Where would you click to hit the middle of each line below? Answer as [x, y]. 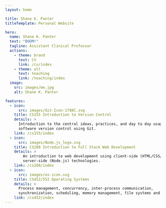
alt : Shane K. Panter [36, 92]
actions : [19, 51]
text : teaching [34, 74]
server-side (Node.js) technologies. [62, 161]
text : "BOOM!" [24, 42]
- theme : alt [27, 69]
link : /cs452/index [34, 198]
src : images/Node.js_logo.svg [49, 142]
